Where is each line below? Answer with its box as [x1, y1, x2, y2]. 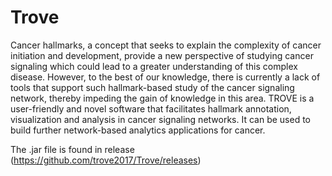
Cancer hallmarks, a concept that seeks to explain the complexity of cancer [10, 39, 322, 51]
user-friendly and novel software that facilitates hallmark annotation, [10, 102, 292, 115]
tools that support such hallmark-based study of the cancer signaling [10, 81, 295, 93]
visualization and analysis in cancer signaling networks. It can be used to [10, 113, 312, 125]
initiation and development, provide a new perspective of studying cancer [10, 49, 314, 61]
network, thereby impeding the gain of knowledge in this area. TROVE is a [10, 92, 315, 104]
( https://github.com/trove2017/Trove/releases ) [10, 154, 202, 166]
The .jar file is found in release [10, 143, 135, 155]
